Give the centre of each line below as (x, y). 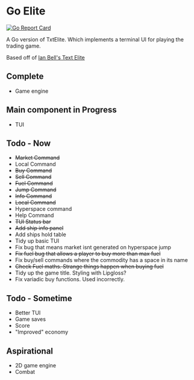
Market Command (37, 158)
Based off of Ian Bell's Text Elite (46, 57)
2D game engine (36, 365)
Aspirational (30, 351)
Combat (25, 372)
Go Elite (26, 11)
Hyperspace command (43, 209)
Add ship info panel (39, 228)
